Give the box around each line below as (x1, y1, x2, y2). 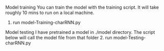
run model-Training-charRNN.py (12, 20, 81, 25)
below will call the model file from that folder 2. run (5, 35, 112, 40)
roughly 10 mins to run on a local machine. (5, 10, 95, 16)
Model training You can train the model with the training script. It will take (5, 5, 159, 10)
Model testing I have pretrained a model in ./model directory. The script (5, 29, 155, 35)
